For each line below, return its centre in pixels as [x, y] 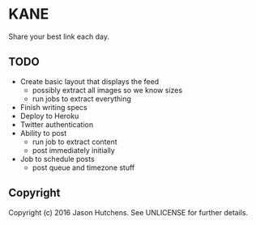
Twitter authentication [57, 124]
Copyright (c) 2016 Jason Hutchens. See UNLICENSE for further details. [128, 212]
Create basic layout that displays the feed [90, 81]
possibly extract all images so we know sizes [107, 90]
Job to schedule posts [57, 159]
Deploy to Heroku [49, 116]
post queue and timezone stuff [83, 168]
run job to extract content [75, 142]
